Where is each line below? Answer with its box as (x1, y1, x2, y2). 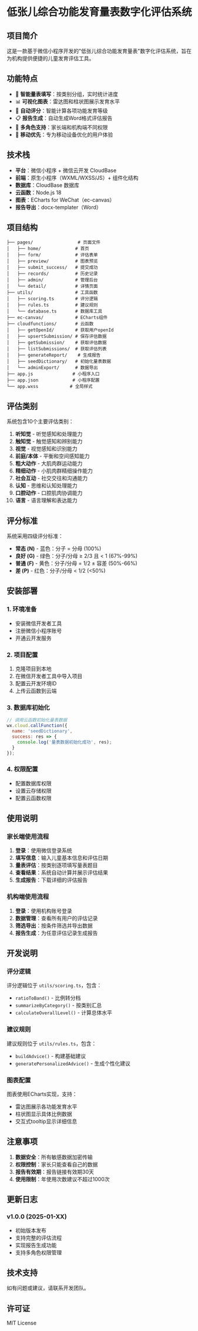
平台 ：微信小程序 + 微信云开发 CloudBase (15, 166, 117, 174)
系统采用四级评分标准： (6, 533, 63, 540)
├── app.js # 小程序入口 (6, 371, 100, 377)
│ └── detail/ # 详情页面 (6, 284, 99, 290)
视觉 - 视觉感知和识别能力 (15, 445, 78, 452)
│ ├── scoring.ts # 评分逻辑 (6, 296, 99, 302)
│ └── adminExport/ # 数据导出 (6, 365, 99, 371)
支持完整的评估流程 (15, 1234, 62, 1241)
